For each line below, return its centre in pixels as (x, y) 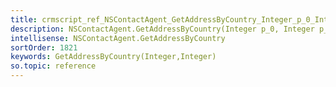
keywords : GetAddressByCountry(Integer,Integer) (113, 57)
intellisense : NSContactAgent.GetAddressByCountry (118, 38)
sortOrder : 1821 (44, 47)
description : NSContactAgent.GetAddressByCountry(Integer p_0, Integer (162, 29)
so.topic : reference (53, 66)
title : (24, 19)
